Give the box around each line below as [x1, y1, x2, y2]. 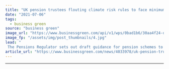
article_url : [5, 49, 33, 54]
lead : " [5, 40, 22, 45]
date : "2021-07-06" [5, 12, 46, 17]
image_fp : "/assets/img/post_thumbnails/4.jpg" [5, 35, 107, 40]
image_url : [5, 30, 28, 35]
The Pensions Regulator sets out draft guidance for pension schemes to [7, 44, 163, 49]
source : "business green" [5, 26, 59, 31]
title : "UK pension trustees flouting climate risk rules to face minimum [5, 7, 165, 12]
